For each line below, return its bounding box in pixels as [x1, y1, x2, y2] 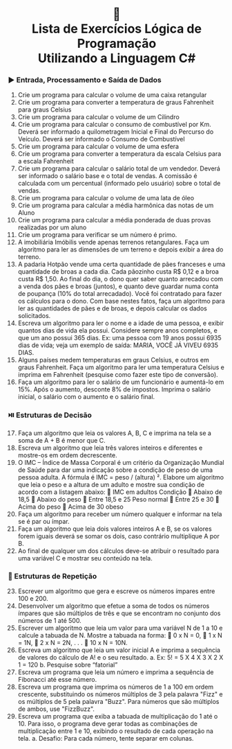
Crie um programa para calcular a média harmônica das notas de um [17, 201, 214, 210]
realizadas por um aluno [17, 223, 87, 231]
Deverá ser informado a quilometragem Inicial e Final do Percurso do [17, 127, 214, 136]
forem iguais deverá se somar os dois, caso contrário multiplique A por [17, 531, 220, 540]
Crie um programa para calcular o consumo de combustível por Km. [17, 121, 211, 129]
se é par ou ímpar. [17, 517, 70, 525]
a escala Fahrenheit [17, 157, 75, 166]
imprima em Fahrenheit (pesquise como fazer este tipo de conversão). [17, 371, 218, 379]
